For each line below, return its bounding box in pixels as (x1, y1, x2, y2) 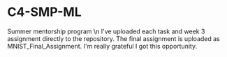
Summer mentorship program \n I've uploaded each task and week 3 (7, 27, 205, 35)
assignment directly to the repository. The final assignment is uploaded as (7, 34, 220, 42)
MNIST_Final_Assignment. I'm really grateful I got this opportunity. (7, 42, 198, 50)
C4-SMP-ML (7, 4, 82, 20)
